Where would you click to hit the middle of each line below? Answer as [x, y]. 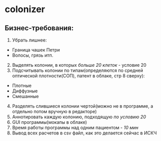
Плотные [22, 85]
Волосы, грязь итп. [33, 55]
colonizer [25, 9]
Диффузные [25, 91]
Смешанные [25, 96]
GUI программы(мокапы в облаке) [49, 122]
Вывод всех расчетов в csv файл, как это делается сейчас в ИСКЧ [84, 133]
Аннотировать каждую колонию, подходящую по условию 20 [79, 117]
